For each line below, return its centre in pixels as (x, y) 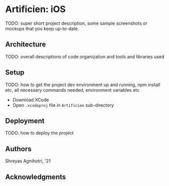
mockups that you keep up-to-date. (42, 28)
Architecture (26, 45)
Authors (18, 149)
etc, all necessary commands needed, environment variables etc (72, 90)
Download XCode (31, 100)
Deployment (25, 121)
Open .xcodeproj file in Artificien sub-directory (63, 105)
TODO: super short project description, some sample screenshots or (76, 23)
